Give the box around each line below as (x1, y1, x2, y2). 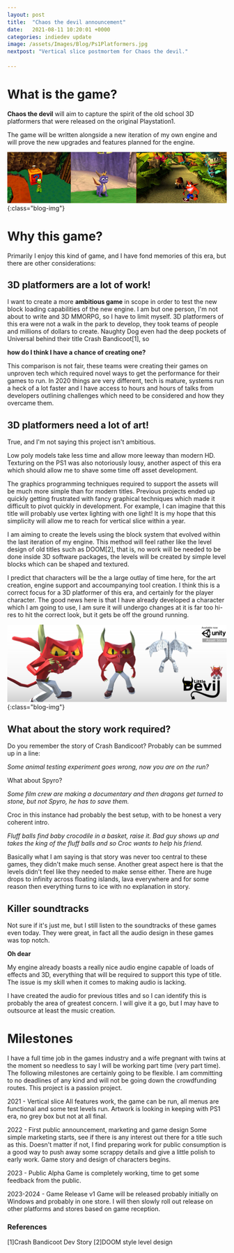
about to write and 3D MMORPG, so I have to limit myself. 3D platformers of (7, 312, 224, 321)
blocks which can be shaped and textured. (7, 560, 130, 569)
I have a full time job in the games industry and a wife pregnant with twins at (7, 1054, 226, 1062)
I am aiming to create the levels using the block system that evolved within (7, 530, 221, 539)
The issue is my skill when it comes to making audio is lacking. (7, 978, 187, 987)
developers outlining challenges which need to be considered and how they (7, 391, 225, 400)
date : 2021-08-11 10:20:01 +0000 (7, 26, 111, 33)
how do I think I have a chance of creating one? (7, 348, 146, 356)
